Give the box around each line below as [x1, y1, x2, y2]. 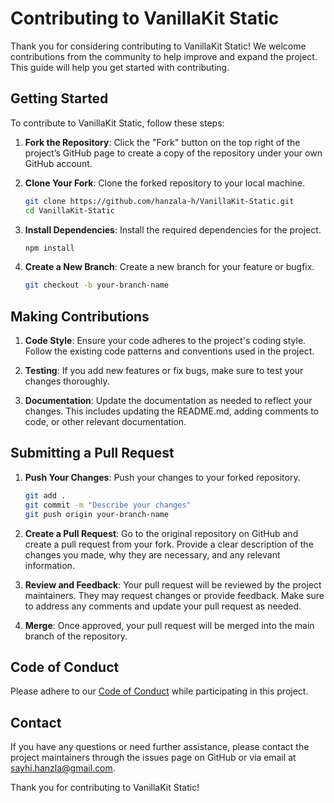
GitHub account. [24, 157, 93, 169]
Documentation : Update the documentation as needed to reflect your [24, 395, 313, 407]
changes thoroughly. [24, 375, 110, 387]
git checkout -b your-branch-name [24, 280, 169, 291]
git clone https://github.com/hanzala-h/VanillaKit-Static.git [24, 196, 295, 206]
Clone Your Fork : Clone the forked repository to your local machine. [24, 177, 306, 189]
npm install [24, 243, 75, 253]
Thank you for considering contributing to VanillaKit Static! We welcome [10, 40, 307, 52]
